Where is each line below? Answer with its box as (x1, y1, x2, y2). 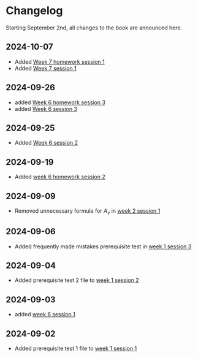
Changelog (6, 4, 63, 18)
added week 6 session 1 (14, 311, 76, 318)
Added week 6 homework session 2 (14, 173, 105, 181)
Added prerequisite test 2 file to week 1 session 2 (14, 276, 139, 284)
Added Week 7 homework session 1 (14, 58, 105, 65)
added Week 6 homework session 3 (14, 99, 105, 106)
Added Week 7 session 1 (14, 64, 77, 72)
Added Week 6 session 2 (14, 139, 78, 147)
